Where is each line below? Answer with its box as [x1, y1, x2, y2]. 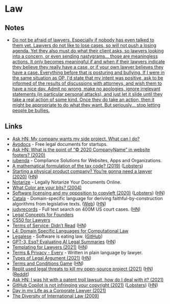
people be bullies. [12, 108, 50, 113]
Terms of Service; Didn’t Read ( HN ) [12, 222, 87, 229]
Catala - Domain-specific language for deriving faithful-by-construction [12, 195, 163, 201]
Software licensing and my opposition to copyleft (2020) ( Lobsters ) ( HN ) [12, 190, 165, 196]
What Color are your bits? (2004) [12, 184, 82, 190]
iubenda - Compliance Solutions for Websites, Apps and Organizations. [12, 157, 162, 163]
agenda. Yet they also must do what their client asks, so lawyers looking [12, 48, 164, 54]
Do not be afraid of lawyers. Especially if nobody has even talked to [12, 37, 154, 43]
